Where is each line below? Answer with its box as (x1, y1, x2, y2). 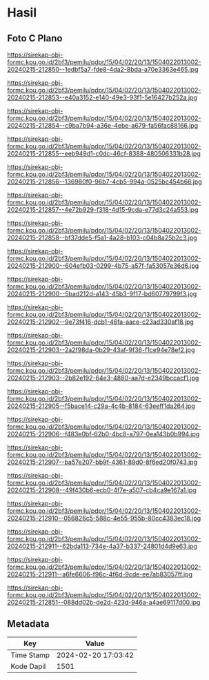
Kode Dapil (10, 661, 46, 671)
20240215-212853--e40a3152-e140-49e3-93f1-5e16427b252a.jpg (7, 93, 198, 101)
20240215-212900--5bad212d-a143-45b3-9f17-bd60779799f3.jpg (7, 290, 197, 298)
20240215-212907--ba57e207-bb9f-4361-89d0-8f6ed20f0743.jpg (7, 458, 198, 466)
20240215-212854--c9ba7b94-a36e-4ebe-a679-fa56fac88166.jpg (7, 122, 199, 129)
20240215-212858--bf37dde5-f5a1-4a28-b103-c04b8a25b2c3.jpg (7, 233, 198, 242)
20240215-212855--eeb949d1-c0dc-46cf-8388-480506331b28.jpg (7, 150, 201, 157)
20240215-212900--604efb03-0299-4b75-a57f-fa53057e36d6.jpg (7, 262, 199, 270)
